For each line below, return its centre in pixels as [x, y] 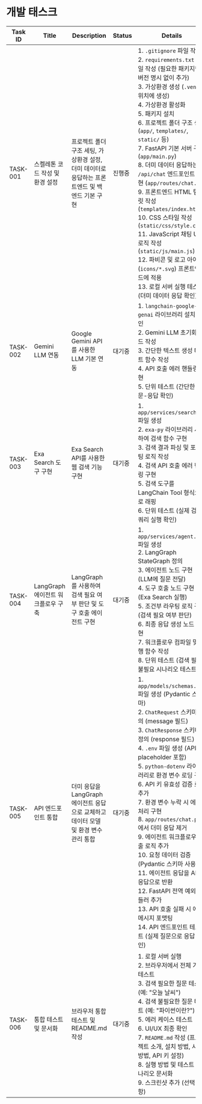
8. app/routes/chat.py [169, 819]
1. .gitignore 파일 [163, 51]
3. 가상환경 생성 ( [161, 87]
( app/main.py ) [157, 156]
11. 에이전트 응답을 [164, 872]
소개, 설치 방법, [170, 1046]
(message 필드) [167, 721]
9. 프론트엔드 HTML [165, 192]
